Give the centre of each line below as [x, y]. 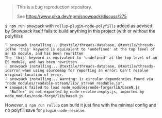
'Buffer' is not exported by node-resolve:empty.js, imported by [77, 92]
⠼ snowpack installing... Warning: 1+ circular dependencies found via [79, 79]
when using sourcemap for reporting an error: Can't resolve [86, 70]
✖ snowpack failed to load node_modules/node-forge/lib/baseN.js [72, 87]
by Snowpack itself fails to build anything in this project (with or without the [80, 31]
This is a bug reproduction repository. [54, 7]
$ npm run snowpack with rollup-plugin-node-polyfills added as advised [79, 26]
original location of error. [34, 75]
